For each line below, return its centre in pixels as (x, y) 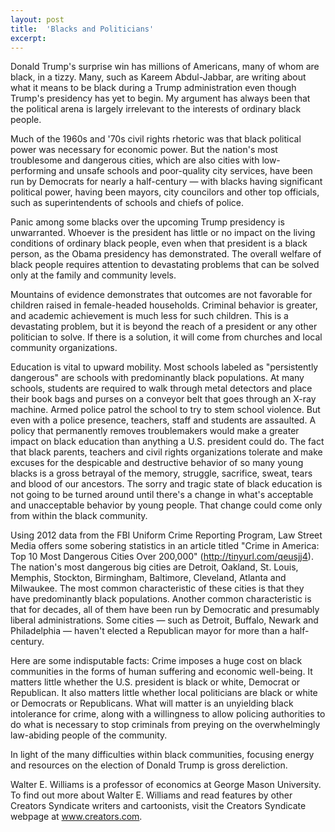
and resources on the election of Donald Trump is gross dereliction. (149, 765)
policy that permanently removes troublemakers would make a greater (155, 431)
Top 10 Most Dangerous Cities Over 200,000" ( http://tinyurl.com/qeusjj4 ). (162, 557)
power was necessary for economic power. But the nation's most (144, 150)
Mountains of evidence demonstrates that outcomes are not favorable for (161, 295)
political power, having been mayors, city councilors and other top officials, (165, 192)
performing (33, 171)
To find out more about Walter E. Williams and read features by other (151, 795)
